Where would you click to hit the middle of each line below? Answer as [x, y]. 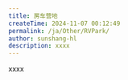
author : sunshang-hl [43, 38]
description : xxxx [39, 46]
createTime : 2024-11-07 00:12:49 [64, 23]
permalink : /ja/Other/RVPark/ [59, 31]
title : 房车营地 [33, 16]
